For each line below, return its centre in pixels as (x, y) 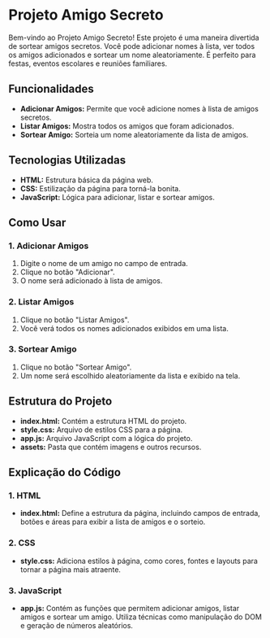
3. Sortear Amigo (43, 349)
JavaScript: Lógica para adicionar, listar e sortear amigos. (117, 197)
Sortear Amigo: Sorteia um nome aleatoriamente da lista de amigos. (134, 134)
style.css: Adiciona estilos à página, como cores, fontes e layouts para (139, 561)
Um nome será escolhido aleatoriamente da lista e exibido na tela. (130, 375)
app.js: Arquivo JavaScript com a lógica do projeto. (106, 438)
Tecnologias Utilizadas (67, 160)
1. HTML (25, 496)
